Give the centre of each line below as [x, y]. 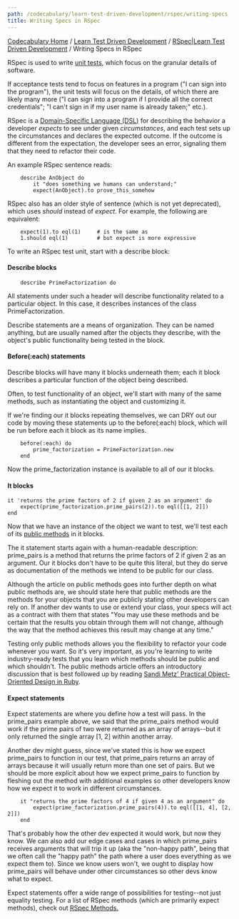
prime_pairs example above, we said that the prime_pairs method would [113, 721]
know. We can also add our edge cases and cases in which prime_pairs [112, 841]
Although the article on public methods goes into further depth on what [112, 584]
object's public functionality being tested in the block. [86, 340]
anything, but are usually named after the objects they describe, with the [114, 332]
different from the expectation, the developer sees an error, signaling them [117, 143]
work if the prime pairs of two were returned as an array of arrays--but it [114, 729]
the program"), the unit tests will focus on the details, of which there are [113, 91]
